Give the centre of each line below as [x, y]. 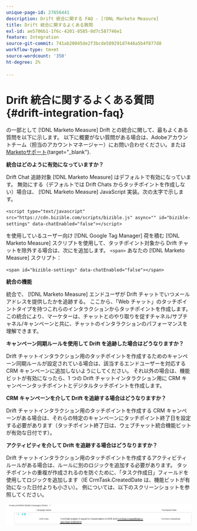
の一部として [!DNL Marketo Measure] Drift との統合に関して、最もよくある [97, 130]
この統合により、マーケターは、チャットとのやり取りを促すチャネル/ [89, 316]
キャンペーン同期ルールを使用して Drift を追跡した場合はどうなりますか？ [95, 344]
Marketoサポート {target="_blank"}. [49, 152]
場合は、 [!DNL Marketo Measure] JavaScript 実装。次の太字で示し [97, 192]
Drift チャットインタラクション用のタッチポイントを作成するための [87, 356]
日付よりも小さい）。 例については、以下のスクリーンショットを [108, 487]
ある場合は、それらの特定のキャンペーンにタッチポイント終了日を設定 [106, 418]
